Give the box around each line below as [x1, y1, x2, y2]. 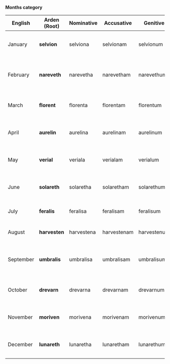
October [8, 286, 28, 293]
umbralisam [102, 256, 131, 263]
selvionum [138, 41, 163, 48]
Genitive [144, 20, 164, 26]
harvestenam [102, 228, 134, 236]
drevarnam [102, 286, 129, 293]
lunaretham [102, 341, 130, 348]
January [8, 41, 28, 48]
